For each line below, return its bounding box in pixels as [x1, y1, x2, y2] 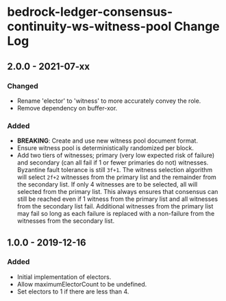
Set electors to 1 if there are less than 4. [16, 287, 129, 296]
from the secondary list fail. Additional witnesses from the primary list [16, 202, 214, 210]
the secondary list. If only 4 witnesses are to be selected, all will [16, 180, 198, 189]
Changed [7, 81, 39, 91]
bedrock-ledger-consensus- [7, 4, 173, 20]
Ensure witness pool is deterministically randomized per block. [16, 144, 194, 152]
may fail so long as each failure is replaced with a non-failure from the [16, 210, 215, 218]
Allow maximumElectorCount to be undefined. [16, 280, 147, 288]
